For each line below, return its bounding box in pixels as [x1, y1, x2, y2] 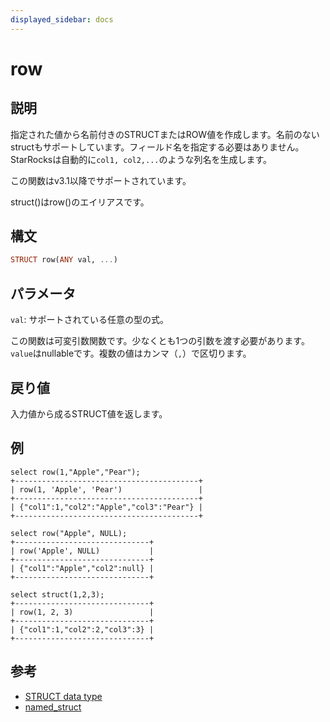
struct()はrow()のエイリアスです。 [10, 196, 150, 208]
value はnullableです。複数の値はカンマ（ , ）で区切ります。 [10, 347, 252, 360]
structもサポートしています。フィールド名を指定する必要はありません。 [10, 141, 305, 153]
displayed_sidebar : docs [10, 14, 114, 25]
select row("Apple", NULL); [10, 528, 128, 538]
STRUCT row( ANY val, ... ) [10, 255, 118, 265]
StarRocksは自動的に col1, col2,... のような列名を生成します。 [10, 153, 273, 165]
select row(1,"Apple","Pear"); [10, 467, 141, 477]
